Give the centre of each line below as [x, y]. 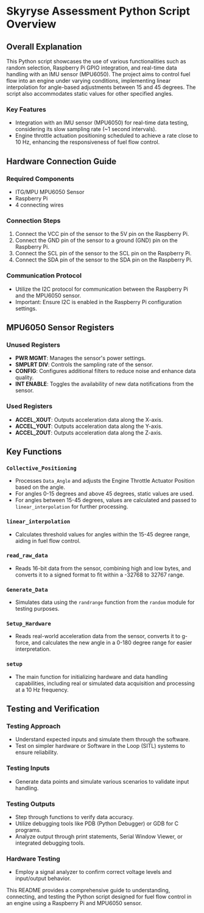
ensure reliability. [37, 752]
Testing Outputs [31, 804]
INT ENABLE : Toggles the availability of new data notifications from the [104, 384]
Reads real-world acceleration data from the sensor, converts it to [98, 636]
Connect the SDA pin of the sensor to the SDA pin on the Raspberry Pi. [104, 260]
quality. [24, 378]
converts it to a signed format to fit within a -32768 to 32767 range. [100, 575]
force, [23, 643]
